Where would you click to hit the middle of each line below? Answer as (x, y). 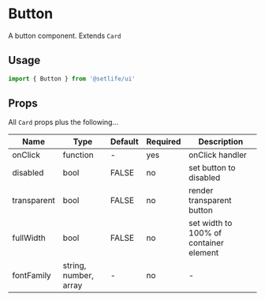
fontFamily (32, 276)
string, (75, 265)
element (204, 253)
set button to (212, 168)
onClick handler (218, 155)
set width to (211, 224)
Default (125, 141)
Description (221, 141)
